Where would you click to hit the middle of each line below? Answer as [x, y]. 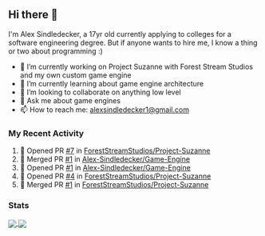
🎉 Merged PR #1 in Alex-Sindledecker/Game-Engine [105, 159]
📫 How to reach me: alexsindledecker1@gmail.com [105, 110]
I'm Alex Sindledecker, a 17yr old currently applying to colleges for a [120, 34]
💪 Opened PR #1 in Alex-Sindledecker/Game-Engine [105, 168]
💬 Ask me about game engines [70, 100]
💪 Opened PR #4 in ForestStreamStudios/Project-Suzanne [115, 176]
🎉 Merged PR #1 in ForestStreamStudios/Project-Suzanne [114, 185]
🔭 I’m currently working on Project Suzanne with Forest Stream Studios [136, 66]
